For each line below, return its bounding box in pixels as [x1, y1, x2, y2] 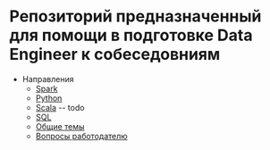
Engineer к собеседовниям [9, 45, 221, 64]
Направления [21, 73, 74, 84]
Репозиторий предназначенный [9, 6, 262, 27]
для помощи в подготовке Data [9, 25, 253, 46]
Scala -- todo [35, 102, 85, 112]
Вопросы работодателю [35, 130, 128, 141]
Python [35, 92, 63, 104]
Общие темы [35, 121, 85, 131]
